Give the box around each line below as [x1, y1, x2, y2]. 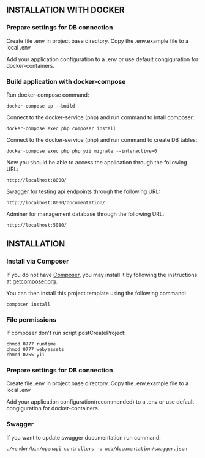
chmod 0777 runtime [6, 341, 56, 347]
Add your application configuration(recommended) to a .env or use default [6, 398, 195, 405]
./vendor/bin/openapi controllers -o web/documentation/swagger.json [6, 446, 188, 452]
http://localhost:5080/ [6, 222, 67, 228]
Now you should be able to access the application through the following [6, 158, 188, 166]
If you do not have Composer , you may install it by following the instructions [6, 271, 198, 278]
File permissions [6, 315, 57, 323]
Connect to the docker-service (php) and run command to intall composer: [6, 113, 195, 121]
